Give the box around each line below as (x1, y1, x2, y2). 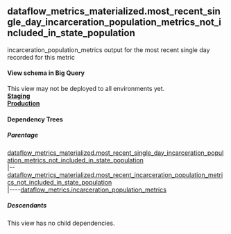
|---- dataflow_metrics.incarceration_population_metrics (7, 185, 166, 194)
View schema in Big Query (7, 69, 85, 77)
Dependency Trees (7, 115, 64, 124)
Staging (7, 92, 31, 100)
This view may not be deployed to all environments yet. (7, 85, 165, 93)
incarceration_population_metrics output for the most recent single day (7, 45, 210, 54)
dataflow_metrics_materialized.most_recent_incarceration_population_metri (7, 170, 223, 179)
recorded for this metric (7, 53, 75, 61)
